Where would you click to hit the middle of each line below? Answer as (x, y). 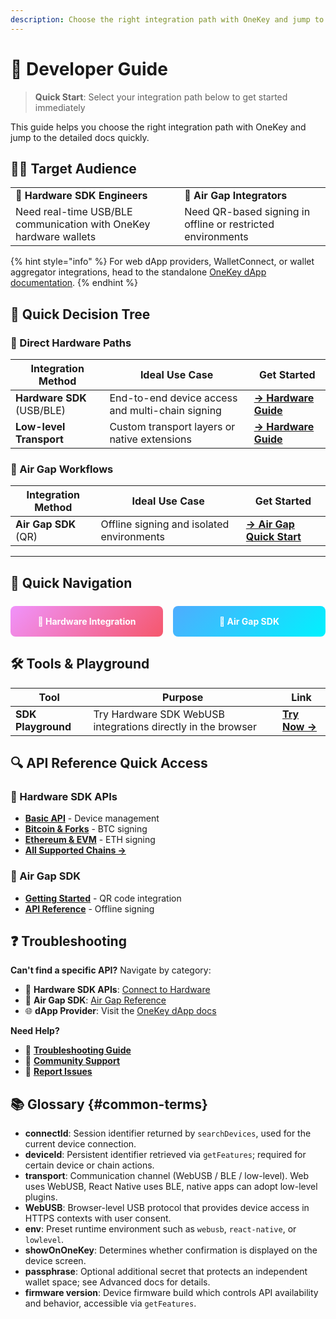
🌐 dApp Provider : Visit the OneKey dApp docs (120, 1011)
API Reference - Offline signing (89, 908)
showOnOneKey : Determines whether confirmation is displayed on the (171, 1250)
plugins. (41, 1197)
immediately (60, 107)
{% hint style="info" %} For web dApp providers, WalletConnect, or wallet (162, 262)
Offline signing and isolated (165, 524)
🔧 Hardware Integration (87, 621)
